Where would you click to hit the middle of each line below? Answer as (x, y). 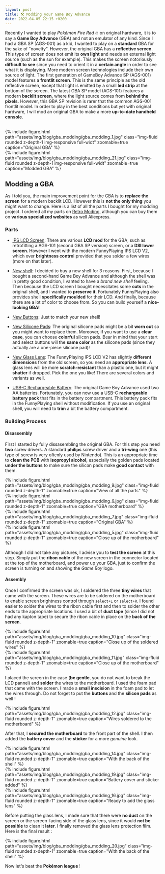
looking (20, 308)
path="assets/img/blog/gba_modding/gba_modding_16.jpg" (65, 795)
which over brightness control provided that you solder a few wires (81, 256)
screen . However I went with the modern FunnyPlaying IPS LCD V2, (81, 251)
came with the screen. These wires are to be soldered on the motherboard (80, 595)
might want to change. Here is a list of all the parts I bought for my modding (82, 206)
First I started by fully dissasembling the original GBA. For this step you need (82, 444)
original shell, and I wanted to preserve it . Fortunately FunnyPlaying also (85, 292)
